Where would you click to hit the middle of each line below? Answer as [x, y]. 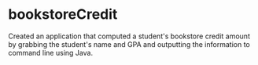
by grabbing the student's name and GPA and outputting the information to [129, 44]
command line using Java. [50, 52]
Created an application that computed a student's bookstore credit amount [129, 36]
